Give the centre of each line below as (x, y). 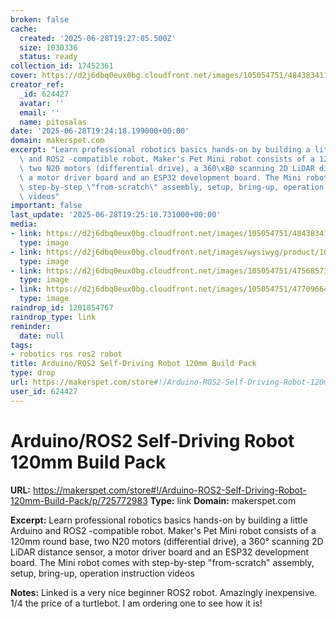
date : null (42, 336)
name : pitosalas (53, 122)
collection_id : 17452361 (62, 66)
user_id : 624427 (44, 391)
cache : (24, 29)
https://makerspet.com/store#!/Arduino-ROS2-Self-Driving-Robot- (169, 490)
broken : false (40, 19)
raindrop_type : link (53, 317)
